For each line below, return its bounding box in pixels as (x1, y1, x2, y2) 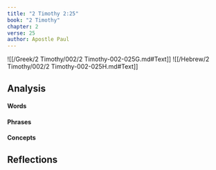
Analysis (7, 83, 46, 94)
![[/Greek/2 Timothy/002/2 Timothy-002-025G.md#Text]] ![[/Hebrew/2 (7, 55, 210, 63)
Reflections (7, 153, 58, 165)
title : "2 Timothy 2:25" (7, 10, 79, 17)
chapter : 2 (7, 23, 39, 30)
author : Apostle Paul (7, 36, 70, 43)
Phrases (7, 117, 32, 126)
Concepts (7, 133, 36, 142)
